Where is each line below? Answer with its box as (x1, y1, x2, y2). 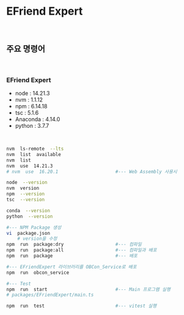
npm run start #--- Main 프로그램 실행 (6, 286, 171, 292)
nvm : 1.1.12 (15, 96, 43, 103)
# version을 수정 (17, 235, 58, 242)
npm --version (6, 191, 45, 197)
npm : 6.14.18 (15, 103, 48, 110)
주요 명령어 (6, 44, 46, 54)
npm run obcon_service (6, 269, 69, 276)
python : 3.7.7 (15, 122, 49, 130)
